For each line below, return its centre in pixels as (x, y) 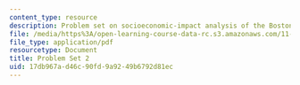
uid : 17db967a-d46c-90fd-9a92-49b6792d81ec (92, 67)
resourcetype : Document (54, 50)
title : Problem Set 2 (50, 58)
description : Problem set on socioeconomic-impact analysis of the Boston (151, 26)
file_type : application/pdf (62, 42)
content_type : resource (54, 17)
